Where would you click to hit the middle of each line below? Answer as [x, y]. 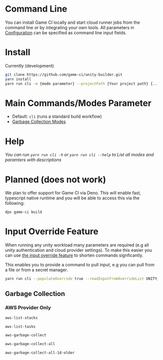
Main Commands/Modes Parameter [78, 103]
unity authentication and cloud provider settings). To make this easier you [79, 250]
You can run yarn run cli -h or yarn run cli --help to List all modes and [79, 155]
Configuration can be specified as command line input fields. [66, 33]
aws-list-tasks [20, 327]
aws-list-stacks [21, 318]
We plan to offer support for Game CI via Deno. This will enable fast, [73, 193]
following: [15, 203]
